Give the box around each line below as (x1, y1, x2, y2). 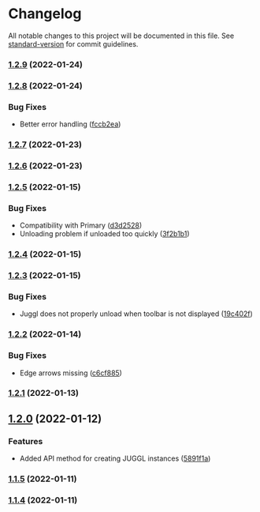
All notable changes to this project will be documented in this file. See (8, 31, 235, 40)
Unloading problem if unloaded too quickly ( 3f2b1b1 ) (19, 229, 190, 239)
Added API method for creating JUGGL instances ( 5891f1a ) (19, 454, 211, 463)
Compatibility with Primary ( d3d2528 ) (19, 220, 143, 230)
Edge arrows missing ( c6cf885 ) (19, 368, 122, 378)
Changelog (8, 5, 82, 23)
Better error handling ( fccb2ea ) (19, 119, 121, 129)
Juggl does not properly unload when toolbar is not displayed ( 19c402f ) (19, 309, 254, 318)
